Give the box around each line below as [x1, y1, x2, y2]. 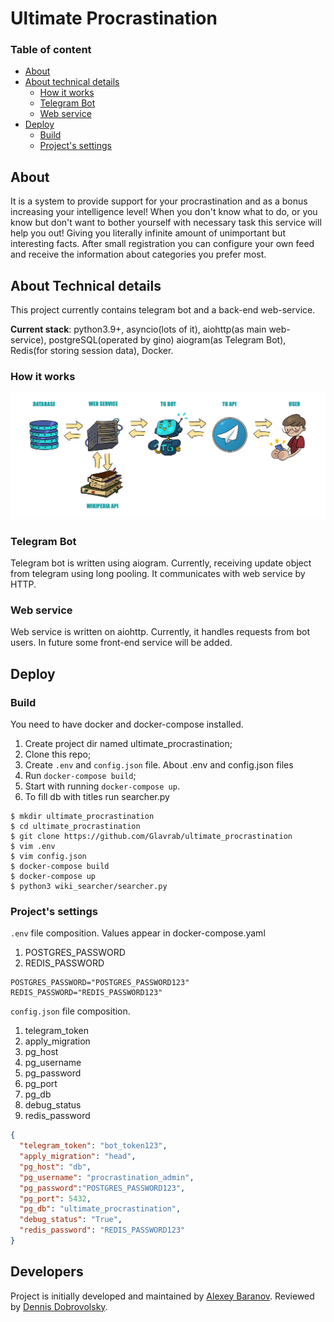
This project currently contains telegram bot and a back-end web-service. [10, 304, 316, 316]
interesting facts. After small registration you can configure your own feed [10, 238, 315, 250]
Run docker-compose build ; [24, 769, 137, 781]
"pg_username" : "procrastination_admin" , [19, 1172, 195, 1182]
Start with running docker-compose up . [24, 780, 180, 792]
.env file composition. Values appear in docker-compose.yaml [10, 927, 266, 939]
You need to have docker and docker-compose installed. [10, 718, 244, 730]
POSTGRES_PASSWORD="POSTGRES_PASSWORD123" [10, 978, 190, 988]
